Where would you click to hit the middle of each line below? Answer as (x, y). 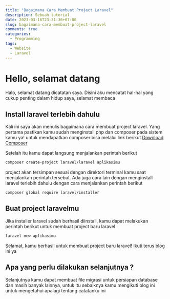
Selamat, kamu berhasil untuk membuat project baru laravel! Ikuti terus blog (85, 246)
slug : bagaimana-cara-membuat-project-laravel (56, 24)
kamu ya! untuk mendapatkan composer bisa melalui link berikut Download (84, 138)
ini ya (11, 251)
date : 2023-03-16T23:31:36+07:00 (41, 20)
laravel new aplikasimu (31, 236)
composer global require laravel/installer (52, 193)
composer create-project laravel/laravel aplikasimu (63, 162)
